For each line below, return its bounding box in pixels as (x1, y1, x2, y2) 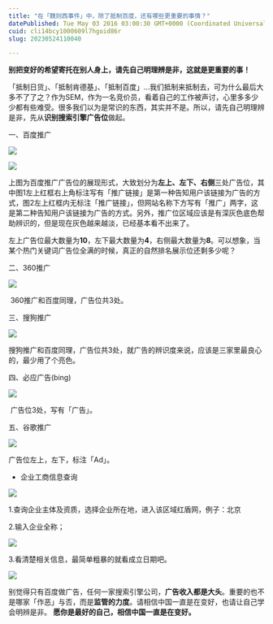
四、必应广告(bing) (8, 373, 71, 383)
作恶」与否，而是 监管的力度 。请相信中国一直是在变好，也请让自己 (36, 597, 258, 607)
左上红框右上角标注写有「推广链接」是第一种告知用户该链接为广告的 (25, 188, 253, 197)
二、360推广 (8, 263, 51, 273)
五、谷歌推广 (8, 422, 51, 432)
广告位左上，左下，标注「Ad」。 (8, 455, 115, 465)
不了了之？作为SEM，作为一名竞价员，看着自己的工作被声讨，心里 (15, 93, 238, 102)
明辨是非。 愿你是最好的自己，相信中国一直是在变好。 (15, 607, 196, 617)
